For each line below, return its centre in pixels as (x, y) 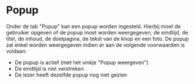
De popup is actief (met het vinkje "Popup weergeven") (81, 62)
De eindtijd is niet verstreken (49, 68)
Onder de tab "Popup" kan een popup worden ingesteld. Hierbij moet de (93, 26)
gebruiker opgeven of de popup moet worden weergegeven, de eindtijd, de (97, 32)
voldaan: (16, 51)
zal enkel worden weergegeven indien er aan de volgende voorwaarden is (95, 45)
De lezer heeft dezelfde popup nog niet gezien (71, 75)
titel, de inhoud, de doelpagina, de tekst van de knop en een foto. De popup (97, 38)
